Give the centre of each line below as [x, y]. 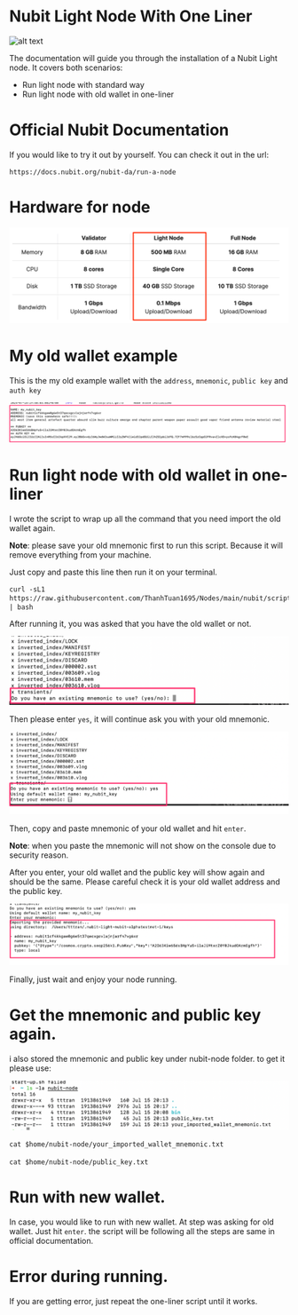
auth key [25, 391]
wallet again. [32, 528]
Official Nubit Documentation [119, 130]
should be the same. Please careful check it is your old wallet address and [145, 882]
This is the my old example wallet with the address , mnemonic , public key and [149, 380]
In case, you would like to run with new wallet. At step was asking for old [142, 1222]
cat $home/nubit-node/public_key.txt [79, 1162]
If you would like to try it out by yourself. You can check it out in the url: [139, 154]
